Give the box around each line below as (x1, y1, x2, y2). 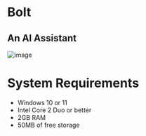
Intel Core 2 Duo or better (17, 106, 92, 114)
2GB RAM (17, 113, 46, 121)
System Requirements (7, 75, 139, 91)
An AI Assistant (7, 32, 77, 44)
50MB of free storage (17, 121, 80, 129)
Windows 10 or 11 (17, 98, 68, 107)
